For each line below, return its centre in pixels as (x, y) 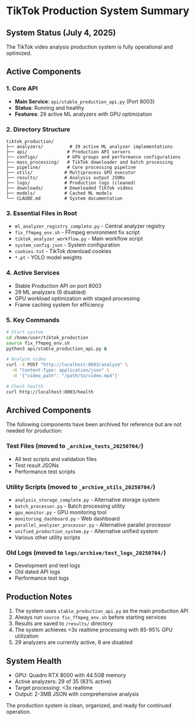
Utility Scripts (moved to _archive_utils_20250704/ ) (81, 487)
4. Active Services (33, 273)
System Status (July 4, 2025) (61, 33)
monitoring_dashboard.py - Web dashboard (67, 519)
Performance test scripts (45, 472)
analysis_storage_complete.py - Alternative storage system (87, 500)
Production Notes (39, 597)
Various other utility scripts (48, 537)
